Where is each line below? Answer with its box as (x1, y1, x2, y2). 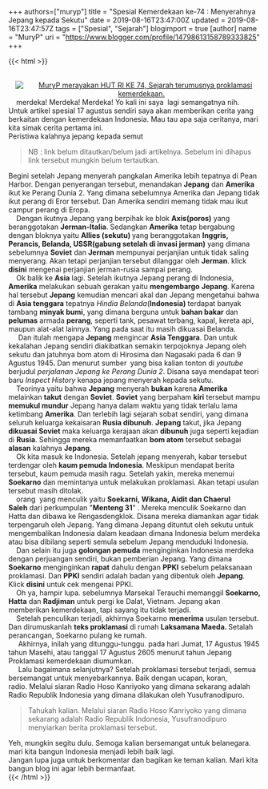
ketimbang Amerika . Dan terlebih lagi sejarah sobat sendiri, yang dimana (8, 409, 249, 419)
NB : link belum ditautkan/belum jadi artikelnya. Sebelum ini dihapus (27, 147, 252, 156)
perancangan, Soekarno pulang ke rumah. (8, 630, 147, 640)
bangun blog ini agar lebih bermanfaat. (8, 764, 136, 773)
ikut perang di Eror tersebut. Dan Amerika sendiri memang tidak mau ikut (8, 196, 249, 206)
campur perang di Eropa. (8, 205, 90, 215)
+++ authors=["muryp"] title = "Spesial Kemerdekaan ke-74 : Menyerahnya (8, 7, 256, 16)
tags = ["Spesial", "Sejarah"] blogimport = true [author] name (55, 24, 258, 33)
